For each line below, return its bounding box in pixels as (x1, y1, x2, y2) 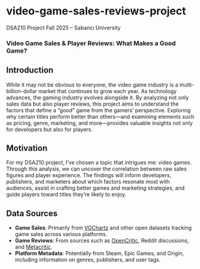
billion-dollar (6, 87, 38, 94)
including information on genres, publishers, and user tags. (14, 256, 160, 264)
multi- (179, 81, 195, 88)
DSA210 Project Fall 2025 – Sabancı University (6, 24, 121, 31)
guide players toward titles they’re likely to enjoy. (6, 191, 127, 198)
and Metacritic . (14, 243, 53, 250)
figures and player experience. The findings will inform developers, (6, 172, 172, 179)
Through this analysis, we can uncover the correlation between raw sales (6, 165, 187, 172)
